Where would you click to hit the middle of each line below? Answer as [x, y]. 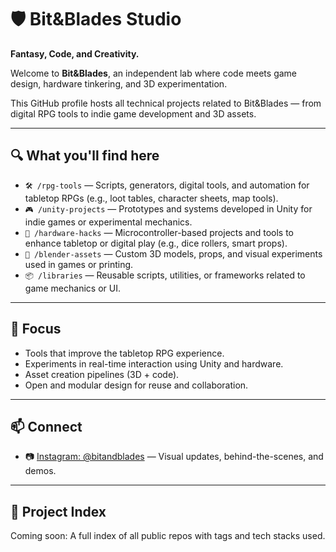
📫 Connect [46, 426]
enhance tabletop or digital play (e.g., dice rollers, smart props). [156, 243]
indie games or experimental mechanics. [108, 222]
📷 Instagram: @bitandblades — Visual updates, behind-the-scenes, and [174, 457]
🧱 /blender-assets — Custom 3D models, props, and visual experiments [173, 253]
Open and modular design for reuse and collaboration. [136, 385]
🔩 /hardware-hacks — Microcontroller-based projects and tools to [159, 232]
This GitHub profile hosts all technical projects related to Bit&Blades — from [166, 103]
